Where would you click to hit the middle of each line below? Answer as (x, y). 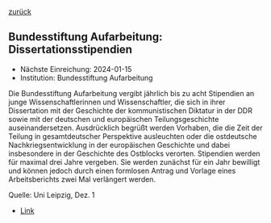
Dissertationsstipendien (71, 50)
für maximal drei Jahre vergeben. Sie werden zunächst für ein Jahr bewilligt (134, 162)
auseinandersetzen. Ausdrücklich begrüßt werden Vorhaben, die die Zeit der (135, 128)
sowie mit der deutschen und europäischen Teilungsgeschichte (114, 119)
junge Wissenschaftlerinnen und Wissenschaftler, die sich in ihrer (117, 102)
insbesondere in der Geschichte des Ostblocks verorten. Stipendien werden (134, 154)
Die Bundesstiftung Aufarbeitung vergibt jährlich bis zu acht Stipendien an (131, 93)
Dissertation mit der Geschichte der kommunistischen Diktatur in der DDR (130, 110)
